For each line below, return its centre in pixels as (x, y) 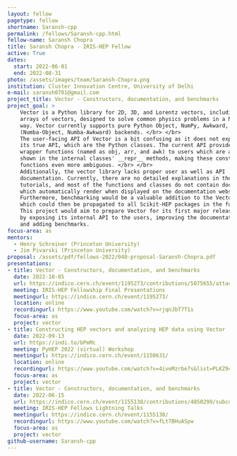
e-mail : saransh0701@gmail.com (53, 93)
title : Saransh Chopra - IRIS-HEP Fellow (69, 47)
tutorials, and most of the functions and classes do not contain (120, 185)
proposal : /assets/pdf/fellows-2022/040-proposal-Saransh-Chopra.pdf (112, 257)
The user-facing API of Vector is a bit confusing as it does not (120, 139)
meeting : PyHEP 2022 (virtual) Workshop (74, 349)
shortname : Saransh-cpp (42, 27)
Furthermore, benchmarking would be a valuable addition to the (116, 198)
